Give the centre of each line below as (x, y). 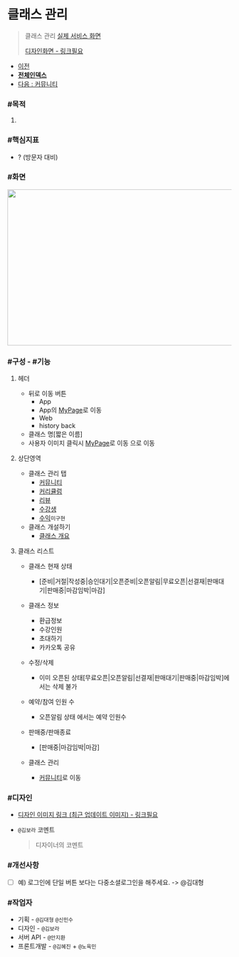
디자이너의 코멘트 (59, 845)
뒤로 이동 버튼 (47, 394)
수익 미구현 (52, 518)
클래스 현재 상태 (50, 566)
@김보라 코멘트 (36, 830)
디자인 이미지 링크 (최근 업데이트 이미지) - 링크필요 (88, 815)
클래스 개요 (54, 536)
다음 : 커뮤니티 (38, 83)
